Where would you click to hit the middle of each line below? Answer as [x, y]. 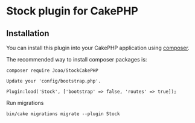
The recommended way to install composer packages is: [77, 59]
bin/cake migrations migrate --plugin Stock [63, 114]
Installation [28, 33]
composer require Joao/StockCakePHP [52, 71]
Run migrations [25, 103]
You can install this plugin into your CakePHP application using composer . [98, 48]
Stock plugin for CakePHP [72, 11]
